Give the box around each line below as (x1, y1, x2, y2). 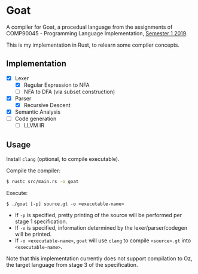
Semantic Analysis (14, 108, 61, 115)
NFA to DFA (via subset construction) (23, 88, 115, 95)
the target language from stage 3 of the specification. (6, 261, 138, 268)
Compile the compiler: (6, 167, 61, 174)
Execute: (6, 189, 28, 196)
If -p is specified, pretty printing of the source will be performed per (14, 211, 182, 218)
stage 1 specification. (14, 218, 68, 225)
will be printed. (14, 230, 52, 238)
